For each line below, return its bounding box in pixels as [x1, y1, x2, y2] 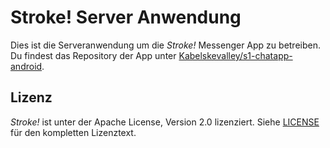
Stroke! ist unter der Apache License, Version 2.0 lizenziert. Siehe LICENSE [10, 116, 320, 128]
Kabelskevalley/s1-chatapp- [178, 49, 293, 61]
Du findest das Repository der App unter [10, 49, 177, 61]
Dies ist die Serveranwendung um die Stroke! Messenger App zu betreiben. [10, 39, 322, 51]
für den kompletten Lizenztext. [10, 126, 137, 138]
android [10, 60, 43, 72]
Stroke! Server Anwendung [10, 6, 242, 29]
